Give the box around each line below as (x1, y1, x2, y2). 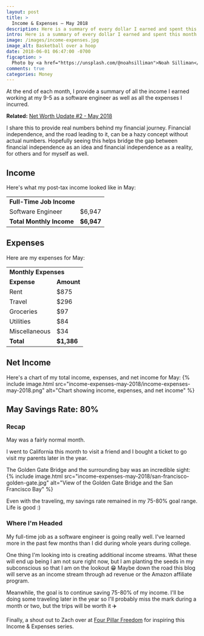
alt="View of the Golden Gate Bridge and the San (50, 479, 173, 486)
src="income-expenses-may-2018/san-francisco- (64, 472, 189, 480)
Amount (56, 277, 81, 286)
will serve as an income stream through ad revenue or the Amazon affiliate (6, 570, 192, 578)
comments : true (6, 65, 45, 72)
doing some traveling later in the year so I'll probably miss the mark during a (6, 595, 197, 603)
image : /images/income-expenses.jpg (6, 37, 99, 43)
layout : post (6, 9, 39, 15)
